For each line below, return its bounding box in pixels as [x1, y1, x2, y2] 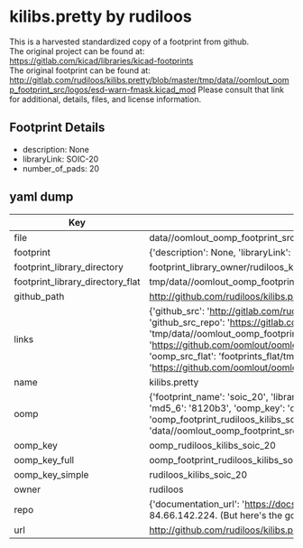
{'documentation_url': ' [148, 497, 245, 510]
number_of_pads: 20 [22, 163, 100, 173]
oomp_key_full [14, 453, 75, 466]
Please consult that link [197, 84, 284, 95]
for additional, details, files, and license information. [9, 93, 201, 105]
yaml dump [9, 190, 74, 205]
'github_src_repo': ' [148, 316, 231, 329]
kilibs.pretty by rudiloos [9, 6, 192, 27]
